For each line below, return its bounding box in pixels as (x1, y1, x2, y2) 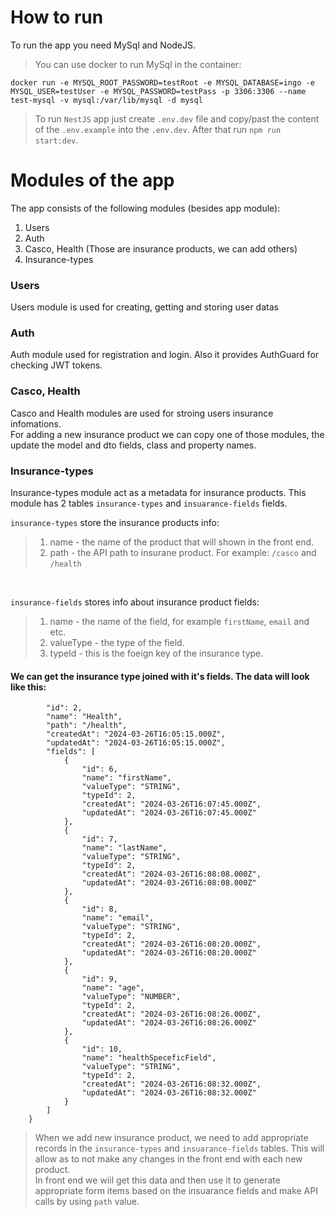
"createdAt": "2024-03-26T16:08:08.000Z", (81, 869, 262, 880)
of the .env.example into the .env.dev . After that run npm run (34, 123, 282, 135)
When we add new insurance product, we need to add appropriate (34, 1132, 309, 1144)
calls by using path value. (34, 1196, 140, 1208)
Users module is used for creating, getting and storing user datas (10, 301, 279, 313)
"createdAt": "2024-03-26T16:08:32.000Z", (81, 1079, 262, 1090)
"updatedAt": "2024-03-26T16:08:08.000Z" (81, 878, 257, 888)
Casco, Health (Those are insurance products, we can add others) (24, 242, 298, 255)
